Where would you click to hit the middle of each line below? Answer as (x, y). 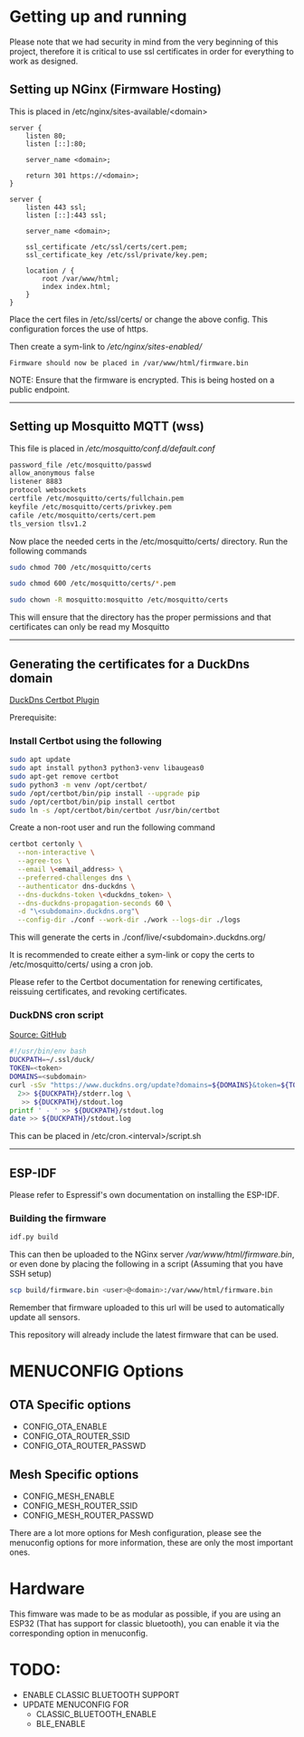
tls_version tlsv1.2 (48, 524)
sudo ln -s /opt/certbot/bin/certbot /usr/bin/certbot (115, 810)
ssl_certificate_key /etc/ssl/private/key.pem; (117, 255)
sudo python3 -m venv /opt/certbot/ (78, 785)
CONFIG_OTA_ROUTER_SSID (76, 1436)
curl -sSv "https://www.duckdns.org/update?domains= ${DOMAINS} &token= (145, 1085)
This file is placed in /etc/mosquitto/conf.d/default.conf (112, 448)
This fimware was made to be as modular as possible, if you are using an (145, 1614)
